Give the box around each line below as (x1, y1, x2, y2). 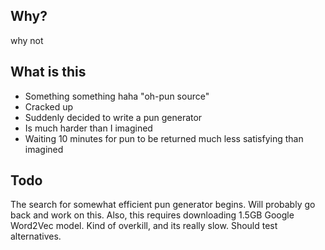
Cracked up (24, 100, 74, 113)
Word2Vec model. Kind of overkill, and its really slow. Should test (10, 220, 278, 232)
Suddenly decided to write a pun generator (24, 111, 203, 123)
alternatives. (10, 230, 62, 243)
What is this (10, 64, 87, 81)
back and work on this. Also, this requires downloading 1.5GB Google (10, 209, 295, 221)
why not (10, 34, 44, 46)
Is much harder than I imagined (24, 122, 153, 134)
